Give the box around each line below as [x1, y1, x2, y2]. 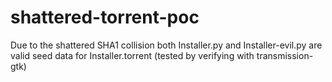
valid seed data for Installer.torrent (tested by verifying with [10, 49, 255, 61]
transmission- [256, 49, 314, 61]
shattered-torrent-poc [10, 6, 200, 29]
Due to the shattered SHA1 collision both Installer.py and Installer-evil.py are [10, 39, 323, 51]
